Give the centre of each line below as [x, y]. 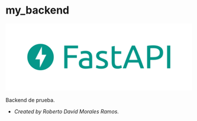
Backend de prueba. [30, 100]
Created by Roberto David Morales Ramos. [67, 112]
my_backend [38, 10]
